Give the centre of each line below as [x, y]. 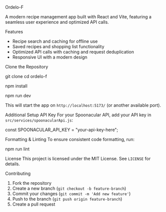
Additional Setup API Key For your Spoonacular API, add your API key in [78, 115]
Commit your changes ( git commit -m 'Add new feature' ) [71, 194]
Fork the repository [32, 183]
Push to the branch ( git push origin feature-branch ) [67, 199]
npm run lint [17, 149]
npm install [16, 86]
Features [14, 32]
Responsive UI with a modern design [50, 57]
